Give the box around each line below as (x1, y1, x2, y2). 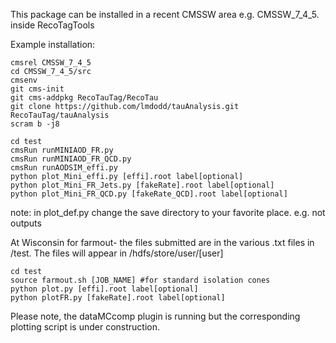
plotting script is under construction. (10, 321, 161, 333)
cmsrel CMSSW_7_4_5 (10, 58, 92, 68)
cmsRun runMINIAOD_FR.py (10, 145, 114, 155)
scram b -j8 (10, 119, 60, 129)
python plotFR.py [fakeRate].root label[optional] (10, 293, 226, 303)
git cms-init (10, 84, 65, 94)
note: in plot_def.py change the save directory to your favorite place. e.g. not (10, 207, 326, 218)
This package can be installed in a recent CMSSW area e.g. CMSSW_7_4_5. (10, 9, 320, 20)
